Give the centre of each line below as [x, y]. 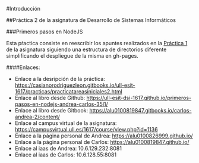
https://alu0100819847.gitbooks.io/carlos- [140, 110]
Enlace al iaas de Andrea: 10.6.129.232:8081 [68, 148]
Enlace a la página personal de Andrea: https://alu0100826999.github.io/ [104, 136]
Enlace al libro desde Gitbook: [51, 110]
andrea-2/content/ [37, 117]
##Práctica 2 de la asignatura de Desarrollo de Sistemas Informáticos [91, 20]
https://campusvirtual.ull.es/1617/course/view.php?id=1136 [86, 129]
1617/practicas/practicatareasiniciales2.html [69, 91]
